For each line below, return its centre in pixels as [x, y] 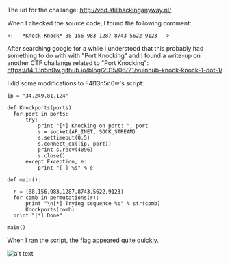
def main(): [24, 180]
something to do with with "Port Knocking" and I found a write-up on [104, 55]
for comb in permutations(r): [56, 198]
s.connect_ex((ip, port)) [74, 144]
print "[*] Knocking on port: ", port [93, 126]
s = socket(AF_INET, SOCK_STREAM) [87, 132]
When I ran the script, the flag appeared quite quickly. [83, 240]
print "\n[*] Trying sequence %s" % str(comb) [93, 204]
